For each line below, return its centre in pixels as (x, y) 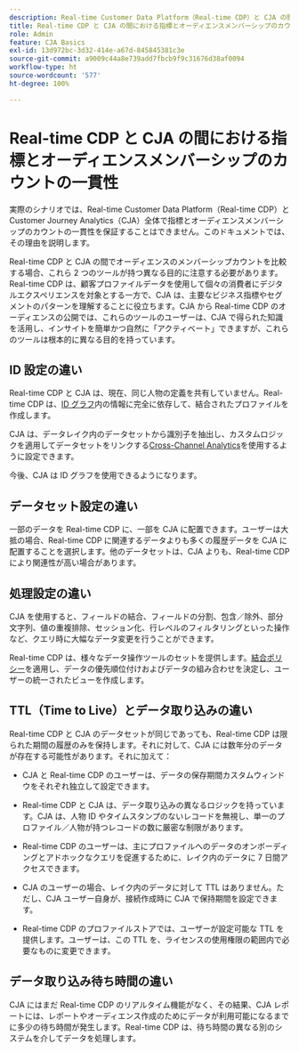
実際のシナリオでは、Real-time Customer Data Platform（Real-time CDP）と (149, 209)
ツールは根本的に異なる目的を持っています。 (98, 339)
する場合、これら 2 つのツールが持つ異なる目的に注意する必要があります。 (146, 272)
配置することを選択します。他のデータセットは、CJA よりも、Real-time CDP (149, 552)
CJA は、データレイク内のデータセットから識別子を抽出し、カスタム (135, 434)
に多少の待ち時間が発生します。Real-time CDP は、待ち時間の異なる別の (142, 1027)
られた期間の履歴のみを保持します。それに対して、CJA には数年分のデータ (146, 745)
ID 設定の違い (46, 370)
